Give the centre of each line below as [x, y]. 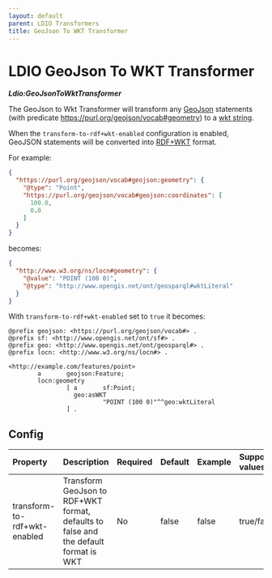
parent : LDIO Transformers [54, 24]
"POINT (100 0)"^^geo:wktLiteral [159, 402]
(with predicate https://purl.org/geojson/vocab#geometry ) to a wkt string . [131, 118]
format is [80, 552]
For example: [30, 158]
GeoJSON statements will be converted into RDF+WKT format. [113, 142]
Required [135, 462]
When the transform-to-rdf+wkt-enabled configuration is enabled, [119, 134]
